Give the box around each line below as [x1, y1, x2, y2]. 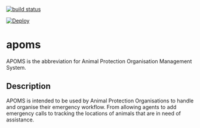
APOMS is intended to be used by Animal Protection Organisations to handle [6, 97, 194, 104]
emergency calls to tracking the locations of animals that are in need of [6, 110, 181, 117]
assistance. [6, 116, 35, 123]
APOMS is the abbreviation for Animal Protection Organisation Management [6, 57, 192, 65]
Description [6, 81, 51, 92]
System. [6, 64, 27, 71]
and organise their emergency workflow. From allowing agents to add [6, 103, 177, 110]
